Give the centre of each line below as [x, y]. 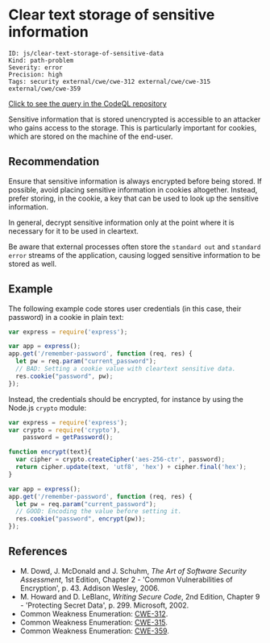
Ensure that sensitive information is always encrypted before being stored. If [135, 181]
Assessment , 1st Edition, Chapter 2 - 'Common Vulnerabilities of [127, 579]
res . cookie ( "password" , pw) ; [64, 376]
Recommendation [54, 162]
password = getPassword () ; [68, 438]
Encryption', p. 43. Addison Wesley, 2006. [89, 588]
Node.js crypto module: [48, 408]
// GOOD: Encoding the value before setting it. [99, 512]
